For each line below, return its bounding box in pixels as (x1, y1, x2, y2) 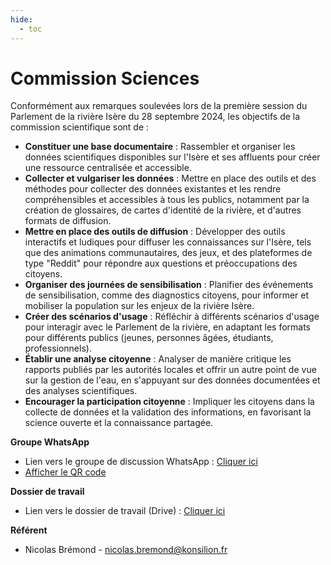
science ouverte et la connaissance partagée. (24, 417, 214, 429)
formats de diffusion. (24, 215, 112, 227)
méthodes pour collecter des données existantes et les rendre (24, 183, 282, 195)
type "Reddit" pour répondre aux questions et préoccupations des (24, 257, 298, 270)
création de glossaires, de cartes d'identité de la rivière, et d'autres (24, 204, 302, 216)
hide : (10, 14, 33, 25)
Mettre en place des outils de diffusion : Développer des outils (24, 226, 286, 238)
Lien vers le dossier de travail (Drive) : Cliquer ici (24, 505, 226, 517)
